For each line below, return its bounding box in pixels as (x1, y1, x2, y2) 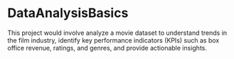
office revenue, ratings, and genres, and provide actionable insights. (7, 43, 208, 52)
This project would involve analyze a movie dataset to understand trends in (7, 28, 228, 37)
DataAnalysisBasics (7, 5, 129, 21)
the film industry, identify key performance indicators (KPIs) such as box (7, 36, 220, 44)
